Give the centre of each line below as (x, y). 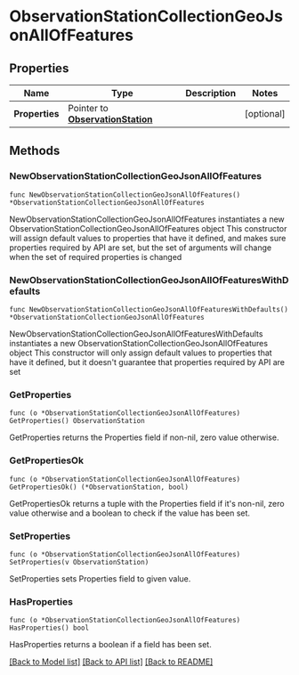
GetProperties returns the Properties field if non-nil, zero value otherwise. (144, 437)
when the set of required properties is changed (96, 256)
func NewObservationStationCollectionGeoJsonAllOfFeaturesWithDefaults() (149, 309)
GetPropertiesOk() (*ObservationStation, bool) (99, 487)
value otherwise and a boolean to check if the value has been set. (130, 513)
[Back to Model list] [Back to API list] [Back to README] (111, 662)
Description (211, 93)
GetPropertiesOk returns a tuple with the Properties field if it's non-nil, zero (147, 503)
